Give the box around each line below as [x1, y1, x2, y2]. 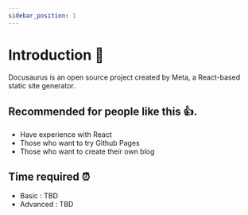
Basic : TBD [19, 191, 58, 201]
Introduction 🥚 [8, 45, 105, 64]
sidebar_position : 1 [8, 11, 77, 20]
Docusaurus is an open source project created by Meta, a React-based [8, 72, 241, 82]
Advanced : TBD [19, 200, 74, 209]
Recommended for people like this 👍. [8, 104, 198, 118]
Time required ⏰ [8, 170, 91, 183]
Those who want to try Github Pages [19, 139, 141, 148]
